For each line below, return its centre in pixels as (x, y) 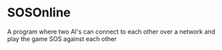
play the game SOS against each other (62, 38)
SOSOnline (39, 13)
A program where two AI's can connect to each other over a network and (111, 32)
